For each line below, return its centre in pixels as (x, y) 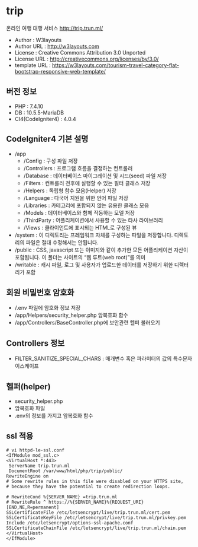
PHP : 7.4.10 (29, 106)
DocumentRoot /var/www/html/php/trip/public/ (66, 471)
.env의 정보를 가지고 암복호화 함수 (54, 416)
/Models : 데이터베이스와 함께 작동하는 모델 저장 (79, 212)
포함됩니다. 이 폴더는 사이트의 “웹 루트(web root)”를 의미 (80, 257)
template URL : (33, 65)
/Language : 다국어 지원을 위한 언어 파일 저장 (76, 198)
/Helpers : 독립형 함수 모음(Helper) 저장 (70, 190)
